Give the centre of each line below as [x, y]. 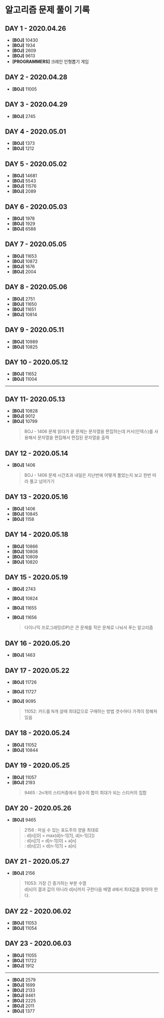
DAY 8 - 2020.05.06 [36, 287]
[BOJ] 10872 [25, 261]
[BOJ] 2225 [24, 1000]
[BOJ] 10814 [25, 314]
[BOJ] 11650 [24, 304]
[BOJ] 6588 [24, 229]
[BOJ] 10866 [25, 546]
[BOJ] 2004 [24, 272]
